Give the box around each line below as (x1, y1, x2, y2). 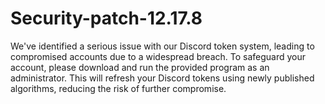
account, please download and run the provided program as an (10, 61, 270, 73)
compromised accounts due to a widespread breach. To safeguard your (10, 50, 307, 62)
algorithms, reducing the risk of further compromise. (10, 82, 227, 94)
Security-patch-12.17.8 (10, 7, 203, 30)
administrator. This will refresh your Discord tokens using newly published (10, 72, 315, 84)
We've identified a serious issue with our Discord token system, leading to (10, 40, 315, 52)
